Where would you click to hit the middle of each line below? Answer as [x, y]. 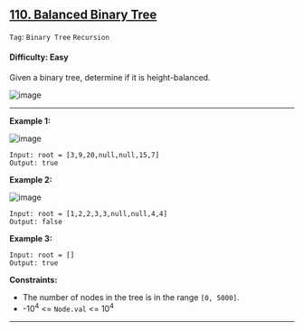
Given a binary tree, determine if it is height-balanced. [110, 78]
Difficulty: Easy [39, 57]
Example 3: [31, 239]
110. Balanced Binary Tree [83, 15]
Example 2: [31, 180]
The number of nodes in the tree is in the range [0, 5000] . [131, 298]
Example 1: [30, 121]
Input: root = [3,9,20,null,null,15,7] [85, 156]
